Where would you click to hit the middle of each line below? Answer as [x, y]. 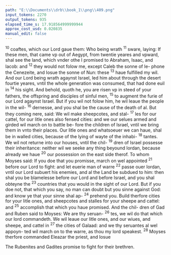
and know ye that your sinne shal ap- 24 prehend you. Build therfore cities [83, 195]
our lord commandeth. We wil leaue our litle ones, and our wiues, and [78, 219]
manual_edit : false [26, 34]
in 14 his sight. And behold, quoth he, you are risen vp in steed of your [78, 89]
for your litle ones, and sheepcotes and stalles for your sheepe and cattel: [82, 201]
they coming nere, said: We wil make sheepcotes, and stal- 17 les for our [81, 113]
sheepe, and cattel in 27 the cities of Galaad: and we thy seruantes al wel [81, 225]
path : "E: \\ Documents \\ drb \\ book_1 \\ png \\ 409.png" [60, 10]
